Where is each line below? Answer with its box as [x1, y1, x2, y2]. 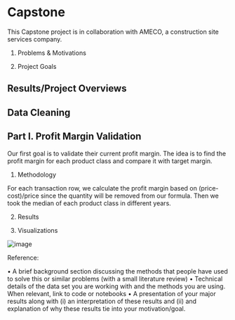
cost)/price [7, 191, 40, 200]
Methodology [17, 170, 57, 179]
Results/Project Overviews [7, 82, 127, 95]
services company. [7, 34, 62, 43]
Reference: [7, 253, 39, 262]
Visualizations [17, 226, 58, 234]
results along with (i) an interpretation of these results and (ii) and [7, 297, 197, 305]
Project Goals [17, 62, 57, 70]
